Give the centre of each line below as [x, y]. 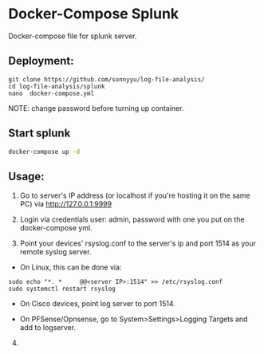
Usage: [27, 176]
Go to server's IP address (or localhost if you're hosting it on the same [135, 195]
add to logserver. [48, 328]
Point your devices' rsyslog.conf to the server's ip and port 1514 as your [138, 243]
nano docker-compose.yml [51, 93]
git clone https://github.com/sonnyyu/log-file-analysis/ [106, 79]
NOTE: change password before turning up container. [96, 108]
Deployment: [41, 61]
